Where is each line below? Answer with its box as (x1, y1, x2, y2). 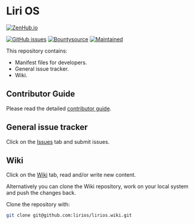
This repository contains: (6, 47, 67, 55)
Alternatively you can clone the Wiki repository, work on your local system (6, 183, 189, 190)
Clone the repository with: (6, 201, 70, 208)
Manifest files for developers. (14, 59, 88, 66)
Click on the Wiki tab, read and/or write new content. (6, 171, 136, 178)
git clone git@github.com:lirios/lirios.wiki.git (6, 213, 133, 219)
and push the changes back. (6, 189, 76, 196)
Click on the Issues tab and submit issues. (6, 138, 110, 145)
